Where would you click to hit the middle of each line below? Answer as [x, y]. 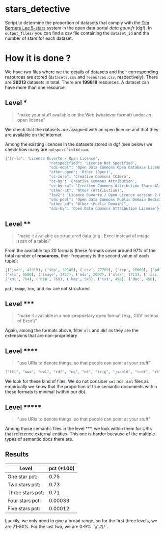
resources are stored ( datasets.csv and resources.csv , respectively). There [82, 77]
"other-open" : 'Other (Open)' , [81, 172]
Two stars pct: [24, 484]
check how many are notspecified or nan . [47, 149]
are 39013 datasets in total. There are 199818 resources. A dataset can [77, 82]
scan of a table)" [34, 241]
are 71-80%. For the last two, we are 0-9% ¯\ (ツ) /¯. [57, 526]
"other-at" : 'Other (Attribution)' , [86, 190]
